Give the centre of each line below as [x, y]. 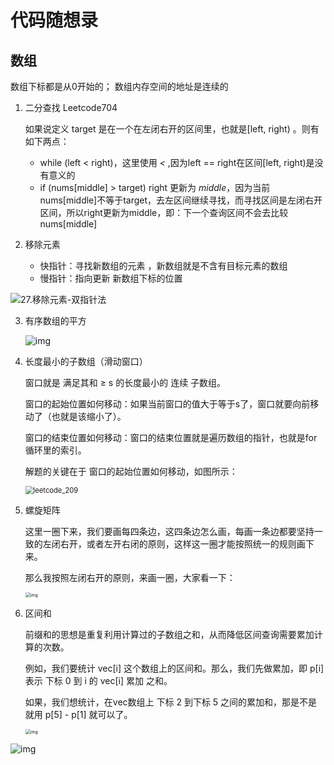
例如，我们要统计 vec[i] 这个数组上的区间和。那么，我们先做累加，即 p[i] [174, 668]
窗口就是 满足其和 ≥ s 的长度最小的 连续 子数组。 [125, 382]
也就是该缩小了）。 [89, 416]
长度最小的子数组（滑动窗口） [86, 361]
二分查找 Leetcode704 [71, 107]
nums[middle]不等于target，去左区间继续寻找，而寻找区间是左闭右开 [181, 200]
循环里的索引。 [55, 450]
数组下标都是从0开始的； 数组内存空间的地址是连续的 [119, 86]
